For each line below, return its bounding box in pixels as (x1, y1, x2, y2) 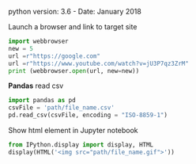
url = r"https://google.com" (8, 51, 101, 60)
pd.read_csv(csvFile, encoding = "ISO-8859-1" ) (8, 111, 168, 120)
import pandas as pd (8, 97, 77, 105)
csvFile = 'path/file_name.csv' (8, 104, 115, 112)
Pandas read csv (8, 81, 64, 90)
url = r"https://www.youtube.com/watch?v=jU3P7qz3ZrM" (8, 59, 190, 67)
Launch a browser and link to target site (8, 22, 138, 31)
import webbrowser (8, 37, 69, 45)
